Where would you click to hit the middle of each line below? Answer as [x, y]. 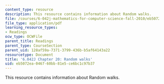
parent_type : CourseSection [34, 46]
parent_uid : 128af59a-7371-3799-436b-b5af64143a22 [58, 50]
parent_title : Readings [29, 41]
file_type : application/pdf [34, 23]
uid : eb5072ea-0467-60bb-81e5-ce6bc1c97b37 [50, 64]
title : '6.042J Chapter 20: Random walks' [49, 59]
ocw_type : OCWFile [24, 37]
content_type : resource [29, 9]
